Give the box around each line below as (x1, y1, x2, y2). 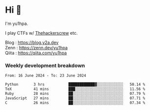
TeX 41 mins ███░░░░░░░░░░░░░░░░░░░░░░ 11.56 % (5, 87, 146, 91)
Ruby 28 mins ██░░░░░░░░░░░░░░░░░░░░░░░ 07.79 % (5, 91, 146, 96)
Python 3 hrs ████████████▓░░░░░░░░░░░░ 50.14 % (5, 82, 146, 87)
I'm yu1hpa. (5, 21, 28, 26)
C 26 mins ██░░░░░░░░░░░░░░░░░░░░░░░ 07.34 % (5, 100, 146, 105)
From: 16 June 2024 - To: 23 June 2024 (5, 73, 86, 78)
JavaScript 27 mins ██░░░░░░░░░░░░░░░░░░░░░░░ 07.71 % (5, 95, 146, 101)
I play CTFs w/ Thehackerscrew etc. (5, 30, 78, 36)
